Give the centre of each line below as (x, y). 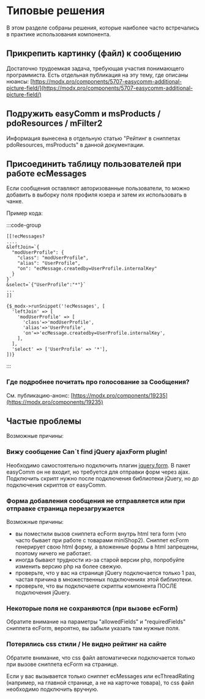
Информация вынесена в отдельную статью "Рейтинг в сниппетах (93, 138)
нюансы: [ (19, 81)
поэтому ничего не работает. (53, 553)
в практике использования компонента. (59, 34)
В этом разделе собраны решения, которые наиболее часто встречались (103, 28)
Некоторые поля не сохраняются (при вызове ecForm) (92, 608)
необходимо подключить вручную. (53, 689)
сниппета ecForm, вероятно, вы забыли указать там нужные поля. (93, 628)
